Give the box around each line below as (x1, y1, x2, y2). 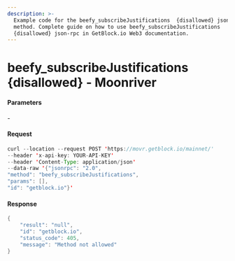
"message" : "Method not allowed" (20, 241, 117, 248)
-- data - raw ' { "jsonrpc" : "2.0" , (7, 165, 101, 172)
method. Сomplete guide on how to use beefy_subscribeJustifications (13, 23, 220, 30)
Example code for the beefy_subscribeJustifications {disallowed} (13, 17, 215, 24)
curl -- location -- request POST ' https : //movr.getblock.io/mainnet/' (7, 145, 215, 153)
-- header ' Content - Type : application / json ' (7, 158, 136, 165)
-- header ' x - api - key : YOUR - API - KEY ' (7, 152, 114, 159)
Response (7, 199, 37, 208)
